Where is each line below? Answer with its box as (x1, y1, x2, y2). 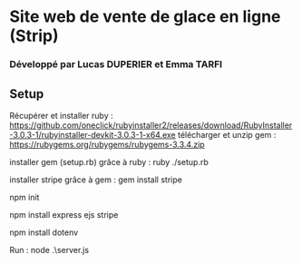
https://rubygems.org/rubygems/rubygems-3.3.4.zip (9, 139, 206, 150)
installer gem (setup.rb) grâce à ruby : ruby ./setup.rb (9, 156, 209, 167)
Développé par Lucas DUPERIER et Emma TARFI (9, 58, 223, 71)
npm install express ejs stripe (9, 209, 119, 220)
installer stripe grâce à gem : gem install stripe (9, 174, 183, 185)
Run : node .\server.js (9, 244, 89, 255)
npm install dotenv (9, 227, 79, 238)
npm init (9, 191, 40, 202)
